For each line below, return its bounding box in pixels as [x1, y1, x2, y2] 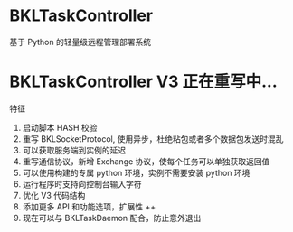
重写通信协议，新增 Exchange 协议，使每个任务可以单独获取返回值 [22, 155, 270, 167]
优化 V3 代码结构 [22, 190, 86, 200]
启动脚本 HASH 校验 [22, 122, 98, 133]
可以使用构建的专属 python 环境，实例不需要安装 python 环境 [22, 167, 250, 178]
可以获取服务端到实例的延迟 [22, 144, 127, 155]
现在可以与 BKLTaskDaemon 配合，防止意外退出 [22, 212, 202, 223]
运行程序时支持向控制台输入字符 [22, 178, 142, 190]
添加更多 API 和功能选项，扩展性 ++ [22, 200, 156, 212]
